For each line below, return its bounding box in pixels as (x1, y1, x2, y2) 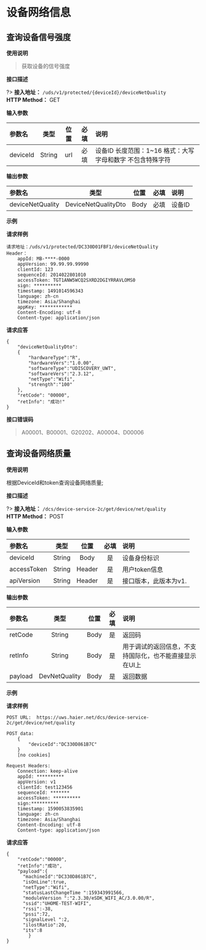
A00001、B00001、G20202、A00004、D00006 (21, 429, 144, 436)
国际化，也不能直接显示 (128, 651, 197, 660)
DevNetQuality (39, 671, 81, 680)
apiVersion (9, 576, 40, 585)
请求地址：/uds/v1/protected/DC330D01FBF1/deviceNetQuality (6, 244, 158, 250)
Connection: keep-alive (17, 768, 78, 774)
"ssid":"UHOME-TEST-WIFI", (22, 900, 92, 906)
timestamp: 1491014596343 (17, 288, 84, 294)
